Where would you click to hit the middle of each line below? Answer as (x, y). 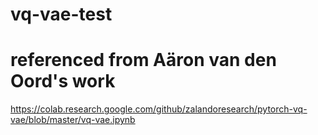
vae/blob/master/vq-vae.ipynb (73, 120)
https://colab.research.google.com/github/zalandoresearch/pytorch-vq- (159, 109)
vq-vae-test (61, 14)
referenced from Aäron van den (143, 60)
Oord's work (63, 81)
